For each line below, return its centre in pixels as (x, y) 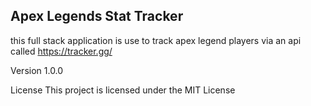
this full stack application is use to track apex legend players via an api (156, 40)
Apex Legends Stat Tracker (97, 16)
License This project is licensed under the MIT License (123, 90)
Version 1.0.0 (37, 70)
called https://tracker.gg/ (61, 51)
